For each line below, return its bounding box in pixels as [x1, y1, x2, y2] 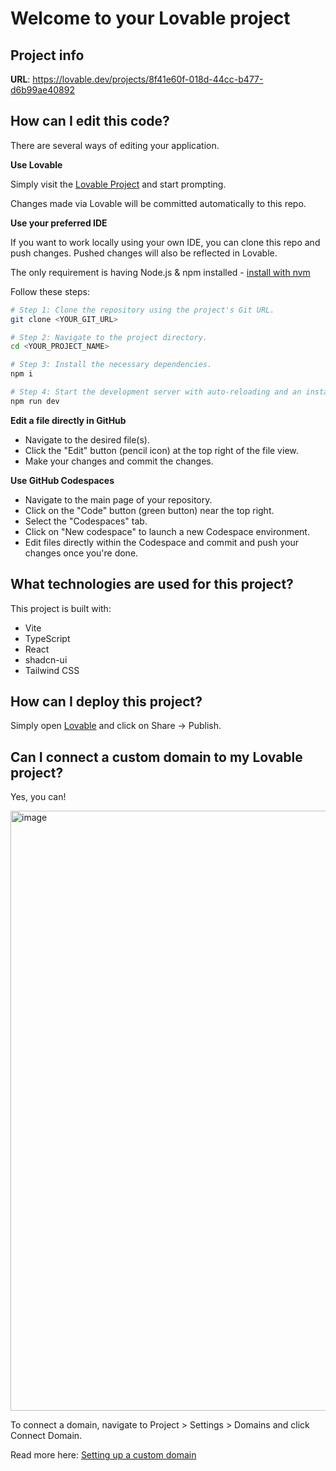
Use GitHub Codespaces [10, 474, 115, 486]
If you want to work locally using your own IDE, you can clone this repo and [10, 236, 321, 248]
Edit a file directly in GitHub [10, 414, 127, 426]
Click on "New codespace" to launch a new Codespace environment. [24, 525, 310, 537]
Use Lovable [10, 158, 63, 171]
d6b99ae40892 [10, 84, 75, 96]
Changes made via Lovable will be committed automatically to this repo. [10, 197, 307, 209]
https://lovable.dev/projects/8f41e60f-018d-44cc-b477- [32, 73, 264, 85]
